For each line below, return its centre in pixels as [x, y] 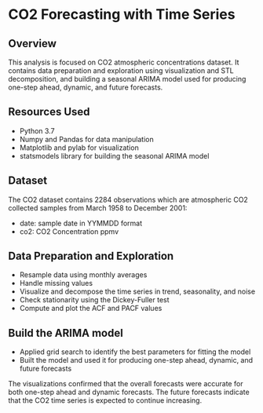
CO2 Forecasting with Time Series [122, 15]
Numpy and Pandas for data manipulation [87, 139]
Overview [33, 44]
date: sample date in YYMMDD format [81, 223]
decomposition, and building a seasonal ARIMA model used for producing [127, 79]
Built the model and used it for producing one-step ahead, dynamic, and [136, 360]
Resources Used [49, 112]
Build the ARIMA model [66, 333]
